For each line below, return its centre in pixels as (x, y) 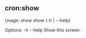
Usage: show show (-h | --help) (38, 20)
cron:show (22, 8)
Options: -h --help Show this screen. (43, 30)
